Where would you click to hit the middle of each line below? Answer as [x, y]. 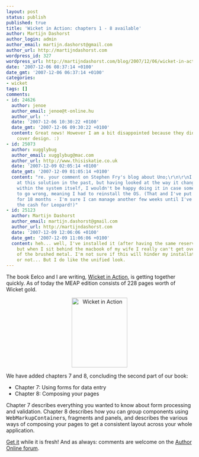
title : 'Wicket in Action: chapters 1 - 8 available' [74, 28]
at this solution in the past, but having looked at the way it [98, 183]
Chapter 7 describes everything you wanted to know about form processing [99, 405]
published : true [26, 23]
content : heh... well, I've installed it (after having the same [94, 243]
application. [20, 430]
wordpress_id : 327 [29, 56]
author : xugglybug [34, 150]
